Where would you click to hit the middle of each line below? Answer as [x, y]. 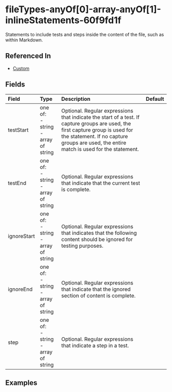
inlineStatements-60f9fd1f [63, 20]
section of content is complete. [98, 295]
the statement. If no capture [94, 136]
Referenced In [28, 56]
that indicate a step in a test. [95, 345]
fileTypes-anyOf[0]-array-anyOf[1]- [83, 9]
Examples [21, 383]
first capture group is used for [97, 130]
